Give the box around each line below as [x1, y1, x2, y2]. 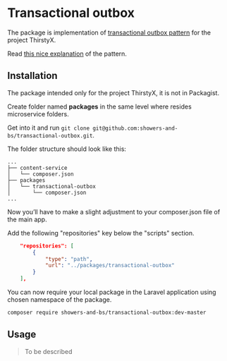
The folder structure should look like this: [7, 145, 127, 153]
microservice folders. [7, 109, 69, 118]
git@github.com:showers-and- [92, 125, 178, 132]
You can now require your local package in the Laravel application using [7, 288, 216, 296]
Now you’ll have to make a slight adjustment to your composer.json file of [7, 207, 221, 216]
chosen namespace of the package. [7, 295, 112, 304]
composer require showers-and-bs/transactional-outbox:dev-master [7, 309, 207, 316]
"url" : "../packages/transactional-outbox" [44, 262, 175, 269]
